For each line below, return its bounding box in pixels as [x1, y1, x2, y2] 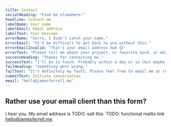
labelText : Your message [5, 31, 58, 36]
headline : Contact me [5, 17, 51, 22]
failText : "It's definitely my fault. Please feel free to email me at [5, 69, 160, 74]
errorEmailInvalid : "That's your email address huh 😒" [5, 45, 126, 50]
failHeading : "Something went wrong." [5, 64, 88, 69]
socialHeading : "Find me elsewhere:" [5, 12, 85, 17]
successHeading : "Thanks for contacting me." [5, 54, 103, 60]
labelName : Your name [5, 21, 51, 27]
